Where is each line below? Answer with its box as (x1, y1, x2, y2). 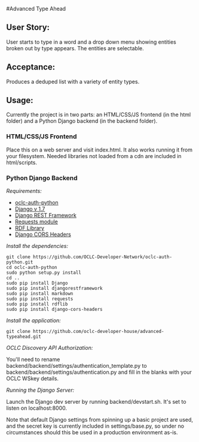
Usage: (6, 95, 34, 105)
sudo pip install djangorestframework (6, 286, 103, 292)
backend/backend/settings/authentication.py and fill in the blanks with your (6, 368, 192, 376)
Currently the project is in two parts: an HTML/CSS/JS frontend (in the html (6, 111, 191, 119)
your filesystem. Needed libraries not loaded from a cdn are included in (6, 152, 182, 159)
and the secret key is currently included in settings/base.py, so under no (6, 422, 184, 430)
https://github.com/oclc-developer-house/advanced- (32, 329, 164, 335)
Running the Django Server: (6, 386, 75, 394)
